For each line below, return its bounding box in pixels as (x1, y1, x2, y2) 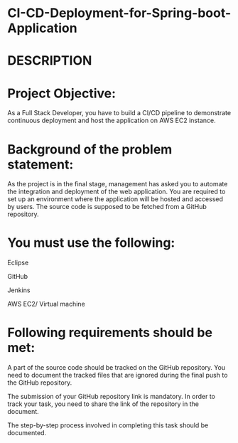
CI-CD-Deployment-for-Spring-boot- (7, 5, 232, 21)
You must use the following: (7, 235, 175, 251)
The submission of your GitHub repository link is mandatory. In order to (7, 393, 215, 401)
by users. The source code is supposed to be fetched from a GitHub (7, 203, 207, 211)
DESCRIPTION (7, 53, 92, 69)
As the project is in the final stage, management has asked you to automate (7, 180, 228, 188)
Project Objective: (7, 85, 116, 101)
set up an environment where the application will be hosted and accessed (7, 195, 224, 203)
